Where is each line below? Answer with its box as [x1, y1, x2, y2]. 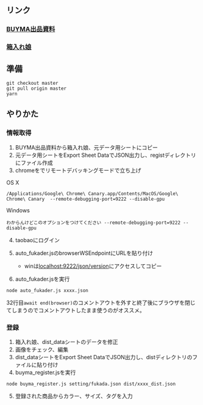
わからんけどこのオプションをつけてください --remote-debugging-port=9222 [6, 220, 181, 226]
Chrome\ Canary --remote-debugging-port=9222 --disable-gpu [6, 196, 165, 202]
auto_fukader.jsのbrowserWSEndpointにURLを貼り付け [15, 249, 154, 257]
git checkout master [6, 81, 59, 87]
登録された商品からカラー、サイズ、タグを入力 [15, 392, 133, 400]
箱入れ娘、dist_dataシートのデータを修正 [15, 339, 119, 346]
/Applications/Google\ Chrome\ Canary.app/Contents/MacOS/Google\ [6, 190, 179, 196]
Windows [6, 206, 30, 214]
